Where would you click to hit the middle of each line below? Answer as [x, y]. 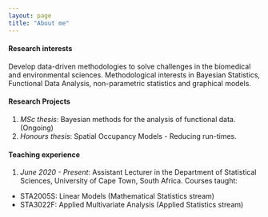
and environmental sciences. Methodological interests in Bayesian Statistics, [134, 75]
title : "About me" [39, 23]
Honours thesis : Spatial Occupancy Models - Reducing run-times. [128, 136]
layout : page [30, 16]
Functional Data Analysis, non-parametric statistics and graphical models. [130, 83]
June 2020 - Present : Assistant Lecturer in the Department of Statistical [138, 172]
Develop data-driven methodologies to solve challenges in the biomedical [130, 66]
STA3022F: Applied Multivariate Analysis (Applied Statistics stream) [132, 205]
